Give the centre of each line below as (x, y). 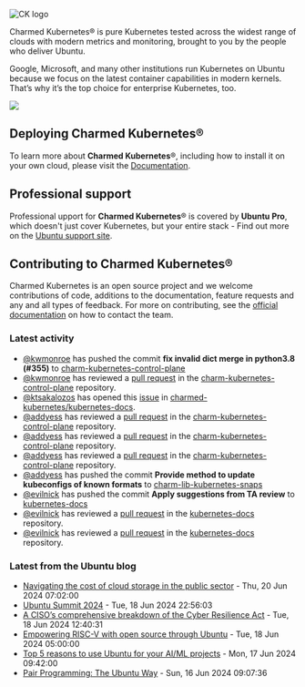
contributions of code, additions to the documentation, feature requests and (152, 295)
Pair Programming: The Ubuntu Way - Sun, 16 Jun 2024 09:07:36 (145, 673)
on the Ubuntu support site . (61, 235)
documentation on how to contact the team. (91, 315)
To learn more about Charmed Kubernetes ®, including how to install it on (147, 156)
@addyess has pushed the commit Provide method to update (139, 475)
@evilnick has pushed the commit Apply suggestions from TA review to (159, 494)
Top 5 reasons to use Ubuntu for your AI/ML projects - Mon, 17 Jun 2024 (159, 654)
